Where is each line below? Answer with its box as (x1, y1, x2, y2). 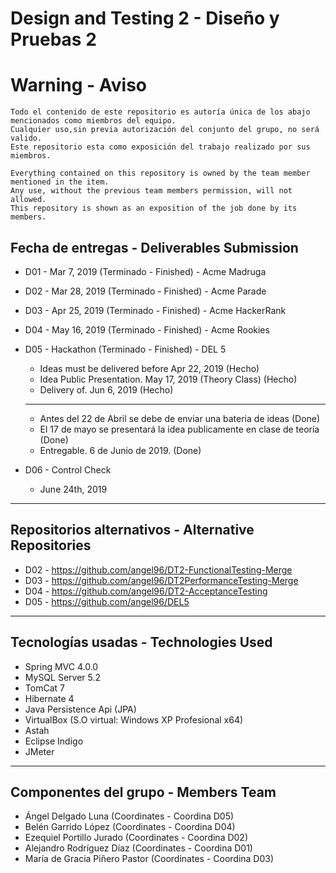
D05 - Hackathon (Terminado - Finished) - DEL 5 (24, 343, 227, 355)
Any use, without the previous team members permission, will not (10, 186, 293, 196)
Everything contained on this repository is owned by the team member (10, 168, 311, 179)
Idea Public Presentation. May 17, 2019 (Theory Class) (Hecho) (39, 373, 298, 385)
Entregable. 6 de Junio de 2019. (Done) (39, 444, 202, 456)
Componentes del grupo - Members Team (10, 783, 277, 801)
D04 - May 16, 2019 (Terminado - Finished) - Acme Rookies (24, 323, 270, 336)
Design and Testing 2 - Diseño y (10, 7, 280, 30)
